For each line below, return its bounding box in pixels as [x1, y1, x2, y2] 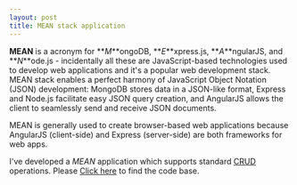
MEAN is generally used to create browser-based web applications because [9, 119, 289, 130]
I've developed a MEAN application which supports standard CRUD [9, 156, 257, 166]
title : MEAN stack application [9, 21, 126, 30]
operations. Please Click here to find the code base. [9, 165, 200, 176]
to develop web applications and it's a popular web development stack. [9, 64, 271, 76]
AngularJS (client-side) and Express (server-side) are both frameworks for [9, 129, 283, 140]
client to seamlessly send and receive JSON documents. [9, 102, 217, 113]
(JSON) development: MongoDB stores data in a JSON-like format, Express [9, 84, 286, 94]
